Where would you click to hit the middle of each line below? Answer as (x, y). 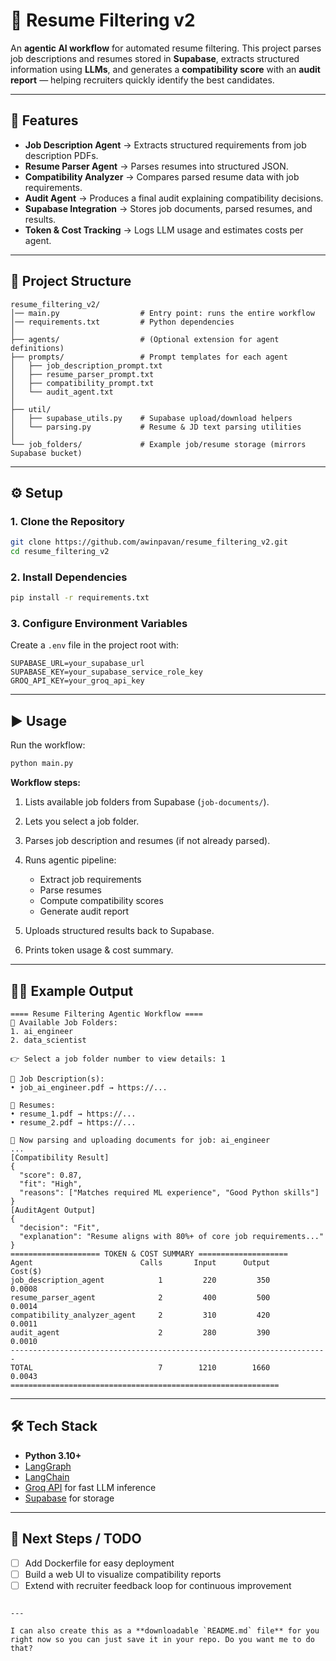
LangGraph (48, 1466)
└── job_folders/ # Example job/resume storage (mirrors (158, 444)
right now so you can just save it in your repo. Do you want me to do (162, 1639)
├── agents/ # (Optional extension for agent (145, 339)
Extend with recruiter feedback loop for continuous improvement (158, 1585)
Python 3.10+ (53, 1455)
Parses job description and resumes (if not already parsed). (147, 841)
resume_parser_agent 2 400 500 (140, 1297)
